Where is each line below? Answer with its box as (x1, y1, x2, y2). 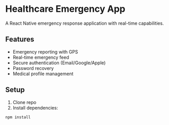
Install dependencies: (12, 104, 58, 111)
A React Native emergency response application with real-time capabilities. (5, 20, 164, 26)
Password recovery (12, 65, 54, 71)
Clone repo (12, 99, 37, 105)
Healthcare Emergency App (5, 3, 125, 15)
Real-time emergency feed (12, 54, 69, 60)
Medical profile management (12, 70, 74, 77)
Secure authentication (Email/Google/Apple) (12, 60, 106, 66)
